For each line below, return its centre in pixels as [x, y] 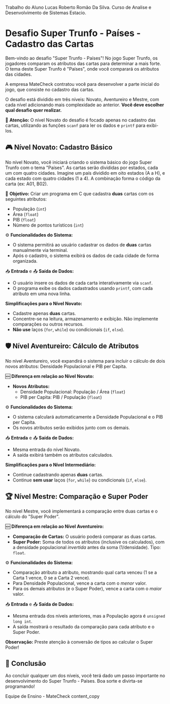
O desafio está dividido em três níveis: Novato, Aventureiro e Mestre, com [82, 99]
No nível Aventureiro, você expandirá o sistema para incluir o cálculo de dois [85, 361]
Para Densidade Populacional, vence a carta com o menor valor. [80, 583]
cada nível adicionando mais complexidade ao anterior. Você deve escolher [85, 105]
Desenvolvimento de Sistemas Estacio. [46, 13]
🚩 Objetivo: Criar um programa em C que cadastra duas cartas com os [79, 194]
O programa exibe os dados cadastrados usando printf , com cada [83, 288]
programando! [20, 686]
